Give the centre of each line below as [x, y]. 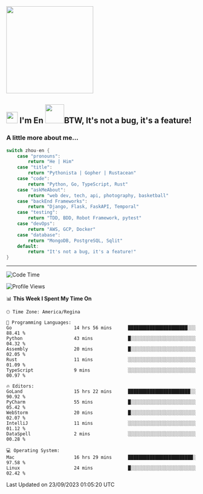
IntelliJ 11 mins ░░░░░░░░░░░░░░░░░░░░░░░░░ [101, 424]
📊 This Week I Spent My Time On [49, 299]
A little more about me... [42, 138]
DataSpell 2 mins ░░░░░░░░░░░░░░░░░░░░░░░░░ [101, 434]
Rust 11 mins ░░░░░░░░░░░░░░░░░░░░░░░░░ [101, 360]
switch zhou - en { [28, 150]
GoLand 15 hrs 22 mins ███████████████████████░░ [101, 392]
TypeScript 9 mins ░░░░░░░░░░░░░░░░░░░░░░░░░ [101, 370]
